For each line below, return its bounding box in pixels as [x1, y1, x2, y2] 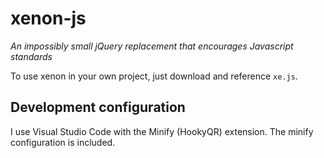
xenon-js [10, 7, 87, 30]
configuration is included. [10, 136, 116, 148]
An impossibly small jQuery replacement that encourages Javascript [10, 40, 294, 52]
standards [10, 50, 53, 62]
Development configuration [10, 99, 186, 116]
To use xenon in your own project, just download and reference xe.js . [10, 70, 298, 82]
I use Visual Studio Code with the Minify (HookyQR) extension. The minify [10, 125, 314, 137]
